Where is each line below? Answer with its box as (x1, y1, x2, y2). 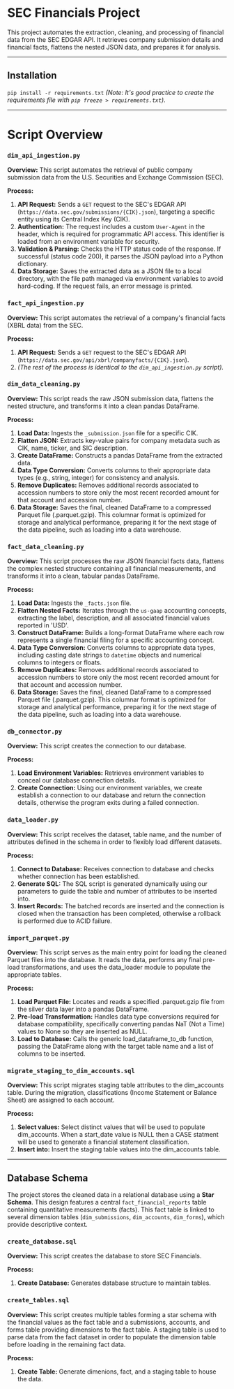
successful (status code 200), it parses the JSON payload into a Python (17, 252, 224, 261)
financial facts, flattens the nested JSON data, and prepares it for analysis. (7, 43, 221, 51)
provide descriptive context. (7, 1221, 88, 1229)
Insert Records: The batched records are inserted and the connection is (17, 901, 225, 910)
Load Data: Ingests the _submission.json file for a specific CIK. (17, 428, 198, 437)
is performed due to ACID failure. (17, 917, 113, 925)
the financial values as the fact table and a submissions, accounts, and (7, 1318, 210, 1326)
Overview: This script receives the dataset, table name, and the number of (7, 830, 222, 838)
